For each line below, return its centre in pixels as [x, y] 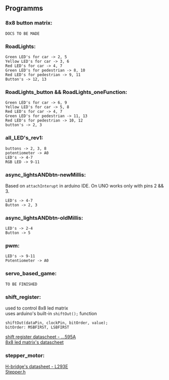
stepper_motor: [25, 355]
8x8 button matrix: [29, 23]
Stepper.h [16, 372]
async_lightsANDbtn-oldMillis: [44, 218]
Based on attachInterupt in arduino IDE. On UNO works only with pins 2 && [84, 185]
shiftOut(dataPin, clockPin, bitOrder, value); [57, 323]
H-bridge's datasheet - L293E [37, 367]
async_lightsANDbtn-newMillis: [46, 175]
